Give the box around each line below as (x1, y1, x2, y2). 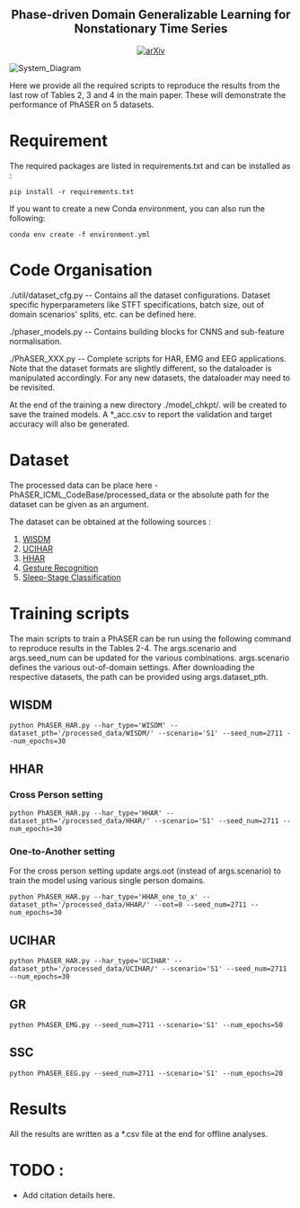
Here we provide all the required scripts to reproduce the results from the (9, 80, 280, 91)
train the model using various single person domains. (9, 875, 206, 886)
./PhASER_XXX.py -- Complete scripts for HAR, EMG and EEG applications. (9, 353, 287, 363)
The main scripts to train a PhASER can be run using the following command (9, 633, 292, 644)
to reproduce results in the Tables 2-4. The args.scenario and (9, 642, 237, 653)
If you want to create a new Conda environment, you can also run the (9, 202, 265, 214)
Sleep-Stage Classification (22, 571, 121, 583)
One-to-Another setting (9, 845, 115, 857)
